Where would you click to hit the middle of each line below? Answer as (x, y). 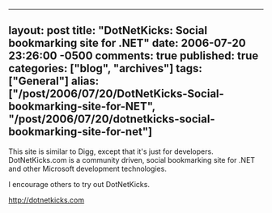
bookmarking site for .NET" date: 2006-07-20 (127, 43)
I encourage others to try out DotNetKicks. (79, 184)
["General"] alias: (54, 81)
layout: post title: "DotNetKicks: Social (108, 30)
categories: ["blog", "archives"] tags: (105, 68)
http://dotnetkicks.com (47, 200)
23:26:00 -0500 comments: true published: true (134, 56)
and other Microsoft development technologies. (88, 168)
